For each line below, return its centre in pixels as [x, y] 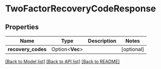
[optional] [133, 49]
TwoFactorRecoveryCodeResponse [80, 9]
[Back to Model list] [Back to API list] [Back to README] [62, 62]
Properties [22, 27]
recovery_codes [27, 49]
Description [102, 41]
